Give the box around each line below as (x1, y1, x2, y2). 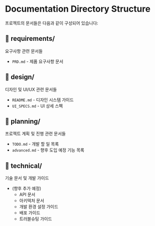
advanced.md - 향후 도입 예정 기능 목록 (12, 147, 85, 153)
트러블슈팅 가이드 (19, 216, 52, 222)
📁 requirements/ (5, 35, 55, 43)
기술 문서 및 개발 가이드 (5, 175, 49, 181)
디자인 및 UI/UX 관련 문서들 (5, 86, 57, 92)
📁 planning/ (5, 117, 41, 125)
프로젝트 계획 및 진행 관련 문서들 (5, 131, 66, 137)
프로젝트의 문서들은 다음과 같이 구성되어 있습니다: (5, 20, 98, 26)
